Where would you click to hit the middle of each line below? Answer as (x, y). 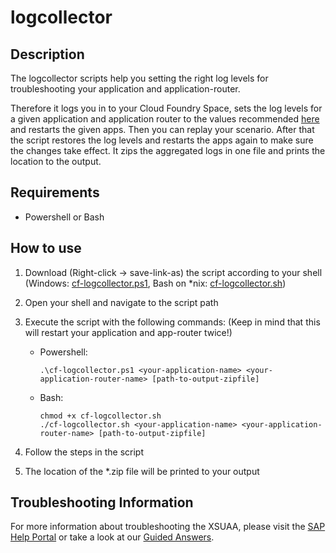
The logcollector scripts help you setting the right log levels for (139, 78)
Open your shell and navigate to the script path (121, 302)
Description (47, 54)
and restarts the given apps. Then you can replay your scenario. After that (162, 129)
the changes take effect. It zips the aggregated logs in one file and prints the (168, 150)
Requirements (55, 192)
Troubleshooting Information (102, 502)
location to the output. (56, 161)
